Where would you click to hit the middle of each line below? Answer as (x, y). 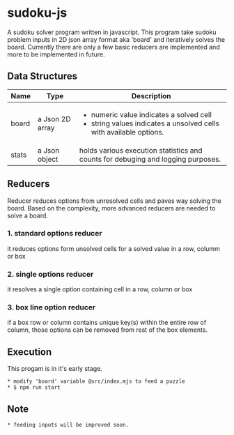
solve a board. (28, 215)
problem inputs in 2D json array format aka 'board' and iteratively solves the (116, 39)
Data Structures (42, 76)
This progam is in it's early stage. (55, 369)
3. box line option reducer (52, 307)
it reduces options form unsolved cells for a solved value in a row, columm (114, 248)
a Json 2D (54, 119)
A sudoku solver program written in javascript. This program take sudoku (112, 32)
